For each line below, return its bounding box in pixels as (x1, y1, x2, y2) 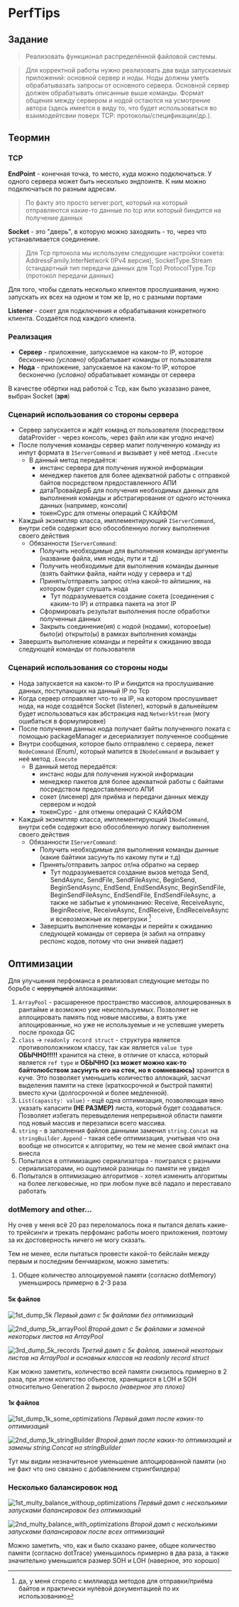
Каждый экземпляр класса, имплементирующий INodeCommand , (18, 815, 209, 823)
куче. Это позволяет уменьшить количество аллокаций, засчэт (18, 1073, 211, 1082)
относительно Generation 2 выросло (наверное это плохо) (8, 1382, 185, 1391)
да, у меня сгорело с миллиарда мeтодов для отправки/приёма (18, 1577, 213, 1586)
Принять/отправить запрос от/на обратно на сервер (39, 860, 199, 869)
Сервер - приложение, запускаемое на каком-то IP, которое (18, 347, 204, 356)
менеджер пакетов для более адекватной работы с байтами (39, 777, 224, 785)
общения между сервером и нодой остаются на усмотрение (25, 96, 211, 105)
